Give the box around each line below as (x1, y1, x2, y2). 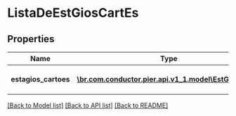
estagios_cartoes (11, 75, 70, 84)
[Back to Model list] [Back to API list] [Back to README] (7, 101, 169, 110)
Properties (7, 33, 55, 45)
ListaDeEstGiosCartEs (7, 5, 139, 21)
